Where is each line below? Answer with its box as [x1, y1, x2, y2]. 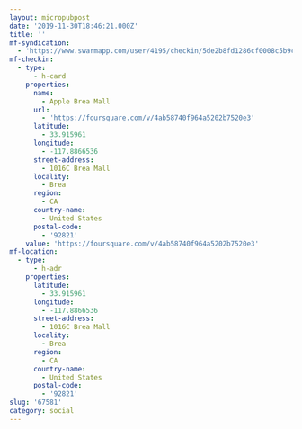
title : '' [9, 30, 47, 39]
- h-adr [32, 264, 63, 273]
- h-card [32, 72, 67, 81]
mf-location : [9, 247, 58, 256]
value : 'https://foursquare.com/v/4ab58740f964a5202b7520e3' [25, 239, 259, 248]
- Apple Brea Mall [41, 96, 111, 106]
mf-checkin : [9, 55, 54, 64]
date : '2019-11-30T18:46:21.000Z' [9, 22, 139, 31]
